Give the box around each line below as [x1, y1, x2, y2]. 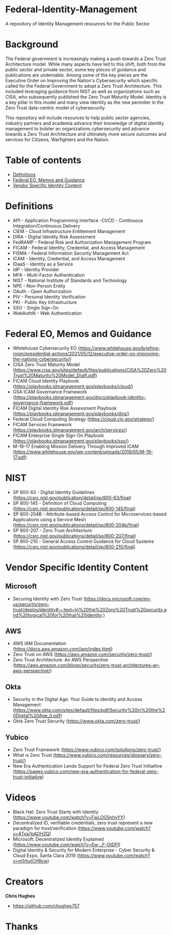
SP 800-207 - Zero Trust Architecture [12, 527, 92, 533]
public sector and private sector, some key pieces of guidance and [5, 66, 146, 72]
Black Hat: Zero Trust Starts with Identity [12, 809, 99, 815]
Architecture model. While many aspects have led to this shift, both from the [5, 61, 166, 67]
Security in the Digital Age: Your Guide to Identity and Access [12, 696, 142, 702]
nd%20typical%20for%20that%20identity [12, 612, 102, 618]
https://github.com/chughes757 [12, 903, 80, 909]
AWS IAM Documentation [12, 640, 67, 646]
